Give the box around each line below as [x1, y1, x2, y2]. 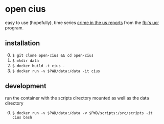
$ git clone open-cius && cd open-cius [12, 53, 94, 58]
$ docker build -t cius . [12, 63, 65, 68]
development [5, 82, 47, 90]
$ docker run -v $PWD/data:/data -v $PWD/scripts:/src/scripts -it [12, 110, 153, 116]
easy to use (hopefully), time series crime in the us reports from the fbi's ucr [5, 20, 159, 25]
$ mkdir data [12, 58, 39, 63]
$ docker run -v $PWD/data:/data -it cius [12, 69, 100, 74]
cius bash [12, 115, 33, 120]
